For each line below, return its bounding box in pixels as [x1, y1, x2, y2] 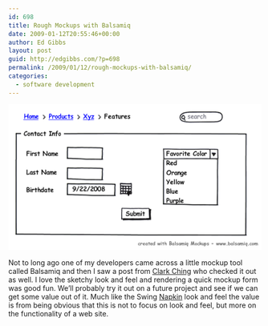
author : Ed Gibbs [8, 38, 67, 46]
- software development [15, 80, 95, 88]
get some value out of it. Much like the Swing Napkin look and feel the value [8, 292, 260, 301]
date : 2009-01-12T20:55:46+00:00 [8, 30, 120, 38]
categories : [8, 72, 48, 80]
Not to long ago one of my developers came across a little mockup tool [8, 257, 243, 268]
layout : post [8, 46, 52, 55]
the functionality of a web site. [8, 308, 109, 318]
